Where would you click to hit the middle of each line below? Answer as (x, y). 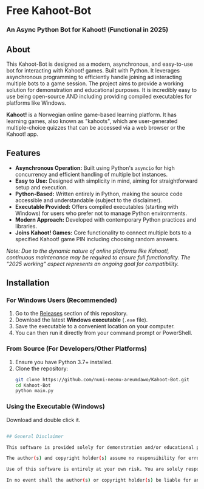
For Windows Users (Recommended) (62, 300)
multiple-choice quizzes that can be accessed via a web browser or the (96, 127)
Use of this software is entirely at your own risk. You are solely (95, 470)
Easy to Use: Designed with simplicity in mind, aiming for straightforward (106, 181)
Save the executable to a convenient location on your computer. (95, 326)
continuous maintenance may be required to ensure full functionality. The (98, 257)
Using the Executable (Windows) (56, 407)
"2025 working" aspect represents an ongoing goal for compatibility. (93, 264)
